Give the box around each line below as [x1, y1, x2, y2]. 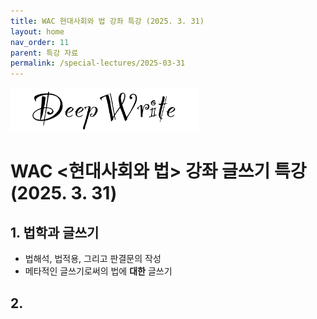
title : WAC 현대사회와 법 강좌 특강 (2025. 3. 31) [10, 16, 205, 26]
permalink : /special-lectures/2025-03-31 [10, 58, 186, 69]
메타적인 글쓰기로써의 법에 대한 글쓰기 [24, 265, 173, 277]
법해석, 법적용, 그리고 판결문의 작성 [24, 253, 162, 265]
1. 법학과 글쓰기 [10, 224, 100, 241]
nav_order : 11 [10, 37, 70, 47]
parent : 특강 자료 [10, 48, 79, 58]
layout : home [10, 26, 65, 37]
